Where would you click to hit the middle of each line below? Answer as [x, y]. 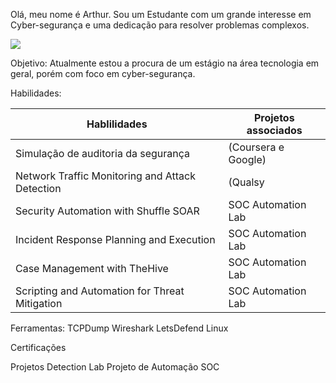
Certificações [38, 347]
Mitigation [39, 303]
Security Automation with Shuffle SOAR [107, 211]
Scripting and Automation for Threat [100, 291]
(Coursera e [256, 147]
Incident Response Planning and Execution [115, 239]
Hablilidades [117, 124]
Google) [247, 159]
